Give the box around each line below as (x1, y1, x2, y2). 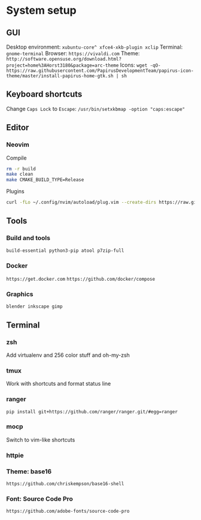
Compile (6, 154, 27, 161)
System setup (6, 4, 77, 17)
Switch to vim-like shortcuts (6, 436, 75, 443)
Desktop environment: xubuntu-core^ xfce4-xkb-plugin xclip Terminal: (6, 43, 183, 50)
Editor (6, 122, 29, 133)
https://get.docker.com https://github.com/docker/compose (6, 276, 156, 282)
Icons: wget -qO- (120, 61, 161, 68)
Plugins (6, 188, 25, 195)
